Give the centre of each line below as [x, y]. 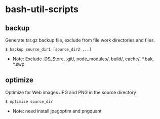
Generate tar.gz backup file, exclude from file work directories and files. [80, 40]
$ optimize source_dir [29, 102]
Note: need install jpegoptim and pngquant [57, 111]
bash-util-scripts [42, 9]
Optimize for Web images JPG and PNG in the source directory [71, 92]
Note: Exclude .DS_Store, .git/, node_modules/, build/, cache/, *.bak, [83, 59]
